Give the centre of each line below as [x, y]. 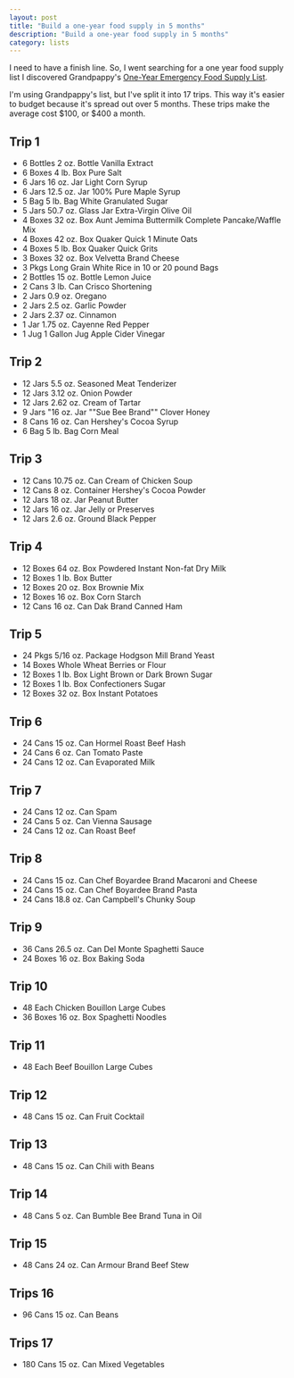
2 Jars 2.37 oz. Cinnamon [69, 315]
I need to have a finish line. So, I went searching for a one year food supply [147, 68]
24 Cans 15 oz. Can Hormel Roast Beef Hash [104, 743]
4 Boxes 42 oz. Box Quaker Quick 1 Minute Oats [110, 239]
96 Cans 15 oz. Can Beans [70, 1315]
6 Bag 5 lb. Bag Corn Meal [70, 430]
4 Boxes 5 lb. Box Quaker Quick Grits [90, 249]
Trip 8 [26, 859]
